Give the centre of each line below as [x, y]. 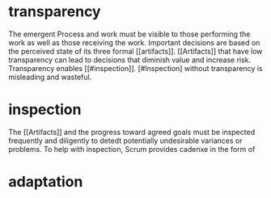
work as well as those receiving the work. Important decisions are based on [134, 42]
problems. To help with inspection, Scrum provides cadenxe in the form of [132, 149]
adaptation [46, 182]
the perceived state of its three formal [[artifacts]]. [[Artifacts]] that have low [135, 51]
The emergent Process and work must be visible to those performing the [129, 34]
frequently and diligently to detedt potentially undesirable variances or [125, 141]
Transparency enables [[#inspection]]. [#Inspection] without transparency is [135, 68]
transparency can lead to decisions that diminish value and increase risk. [130, 60]
